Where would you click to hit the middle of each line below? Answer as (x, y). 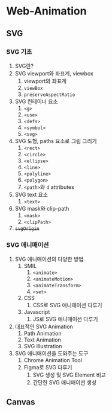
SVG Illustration (43, 346)
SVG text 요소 (31, 194)
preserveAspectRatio (49, 95)
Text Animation (42, 340)
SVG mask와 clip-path (42, 208)
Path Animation (43, 334)
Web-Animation (46, 11)
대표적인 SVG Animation (44, 327)
